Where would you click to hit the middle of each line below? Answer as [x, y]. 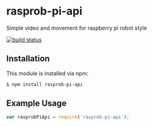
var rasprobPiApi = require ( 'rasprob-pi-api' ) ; [68, 117]
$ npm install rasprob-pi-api [45, 84]
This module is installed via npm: [47, 73]
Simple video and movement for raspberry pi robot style [77, 28]
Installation [28, 59]
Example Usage [37, 103]
